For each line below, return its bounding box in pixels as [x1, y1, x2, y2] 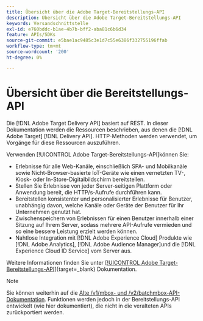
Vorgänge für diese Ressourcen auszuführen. [6, 139, 121, 146]
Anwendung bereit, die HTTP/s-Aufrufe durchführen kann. [15, 188, 162, 196]
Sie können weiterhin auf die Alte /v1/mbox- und [6, 289, 127, 297]
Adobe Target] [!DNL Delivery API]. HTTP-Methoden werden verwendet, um [6, 132, 197, 139]
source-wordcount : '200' [6, 49, 69, 55]
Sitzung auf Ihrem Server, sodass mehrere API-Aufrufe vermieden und [15, 221, 192, 228]
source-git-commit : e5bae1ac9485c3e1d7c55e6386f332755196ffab [6, 37, 168, 43]
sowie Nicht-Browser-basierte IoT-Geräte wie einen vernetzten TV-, [15, 169, 186, 176]
